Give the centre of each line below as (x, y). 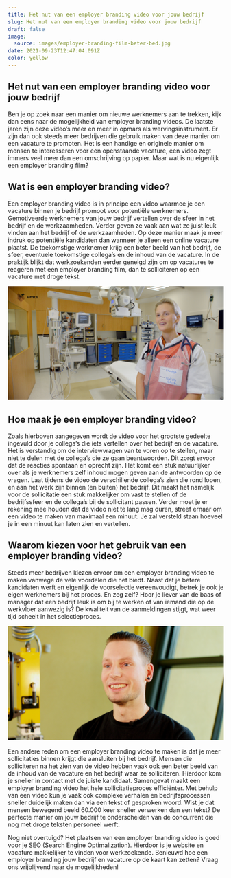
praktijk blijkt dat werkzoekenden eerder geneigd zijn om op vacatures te (111, 262)
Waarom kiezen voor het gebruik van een (97, 546)
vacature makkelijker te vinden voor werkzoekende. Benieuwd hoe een (108, 852)
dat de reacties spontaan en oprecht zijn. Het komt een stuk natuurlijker (109, 465)
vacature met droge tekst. (44, 276)
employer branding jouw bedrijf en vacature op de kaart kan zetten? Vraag (113, 859)
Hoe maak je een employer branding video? (102, 419)
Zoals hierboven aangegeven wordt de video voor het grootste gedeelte (109, 436)
